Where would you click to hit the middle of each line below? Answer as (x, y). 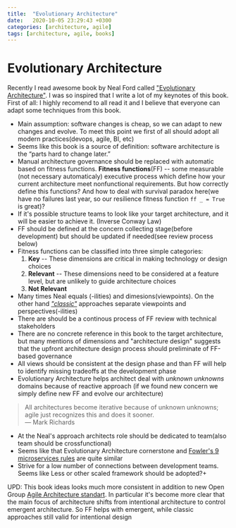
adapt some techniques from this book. (64, 111)
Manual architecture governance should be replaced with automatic (116, 161)
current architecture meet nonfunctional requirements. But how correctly (123, 184)
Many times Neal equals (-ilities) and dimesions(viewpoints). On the (116, 296)
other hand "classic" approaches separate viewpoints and (102, 304)
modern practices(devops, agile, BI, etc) (76, 139)
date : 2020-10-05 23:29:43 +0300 (60, 20)
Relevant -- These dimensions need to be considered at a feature (123, 274)
